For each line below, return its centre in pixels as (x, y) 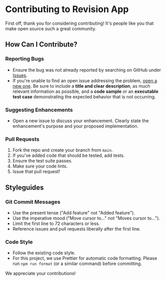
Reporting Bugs (25, 59)
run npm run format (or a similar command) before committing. (77, 264)
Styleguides (25, 187)
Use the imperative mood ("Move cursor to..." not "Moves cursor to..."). (86, 218)
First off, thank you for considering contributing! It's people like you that (79, 23)
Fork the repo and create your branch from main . (63, 150)
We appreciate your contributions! (40, 273)
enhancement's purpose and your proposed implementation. (75, 126)
